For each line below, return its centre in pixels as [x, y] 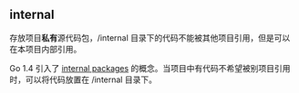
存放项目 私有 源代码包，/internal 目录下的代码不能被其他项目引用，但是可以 [150, 37]
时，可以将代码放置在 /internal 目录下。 [83, 79]
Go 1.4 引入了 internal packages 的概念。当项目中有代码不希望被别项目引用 [150, 68]
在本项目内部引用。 [46, 49]
